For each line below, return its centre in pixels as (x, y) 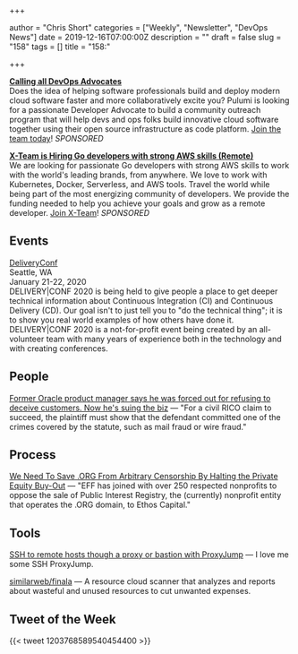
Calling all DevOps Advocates (66, 81)
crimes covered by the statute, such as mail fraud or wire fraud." (128, 426)
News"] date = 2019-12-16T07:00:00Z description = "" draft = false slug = (145, 37)
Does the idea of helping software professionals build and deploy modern (145, 91)
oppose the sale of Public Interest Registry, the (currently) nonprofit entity (145, 495)
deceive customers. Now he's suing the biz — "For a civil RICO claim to (140, 408)
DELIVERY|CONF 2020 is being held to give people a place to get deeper (144, 291)
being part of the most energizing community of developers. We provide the (149, 194)
